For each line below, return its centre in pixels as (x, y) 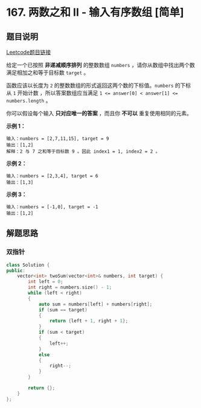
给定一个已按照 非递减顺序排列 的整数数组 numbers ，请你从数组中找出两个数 (101, 65)
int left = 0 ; (46, 282)
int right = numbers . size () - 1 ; (70, 287)
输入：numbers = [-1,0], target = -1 (52, 207)
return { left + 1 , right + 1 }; (89, 321)
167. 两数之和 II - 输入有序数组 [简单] (95, 12)
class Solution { (28, 265)
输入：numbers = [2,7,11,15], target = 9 (58, 139)
